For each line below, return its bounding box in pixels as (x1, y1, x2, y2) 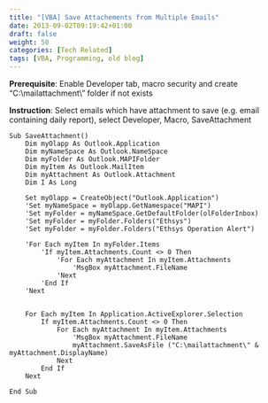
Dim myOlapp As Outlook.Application (25, 139, 161, 148)
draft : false (9, 29, 57, 38)
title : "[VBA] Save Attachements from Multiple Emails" (9, 12, 219, 22)
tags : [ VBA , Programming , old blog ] (9, 54, 144, 63)
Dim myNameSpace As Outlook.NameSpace (25, 147, 168, 156)
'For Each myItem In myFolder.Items (25, 240, 161, 249)
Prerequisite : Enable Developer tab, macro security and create (9, 79, 239, 89)
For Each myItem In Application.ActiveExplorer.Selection (25, 310, 243, 319)
